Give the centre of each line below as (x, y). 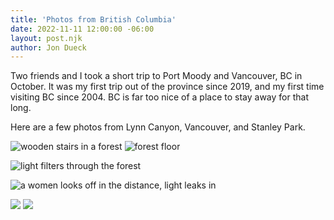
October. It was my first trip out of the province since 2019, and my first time (167, 87)
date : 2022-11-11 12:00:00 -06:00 (82, 29)
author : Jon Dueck (48, 47)
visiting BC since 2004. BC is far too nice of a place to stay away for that (159, 97)
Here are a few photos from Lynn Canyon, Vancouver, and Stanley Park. (158, 127)
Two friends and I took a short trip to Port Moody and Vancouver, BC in (156, 76)
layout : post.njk (46, 38)
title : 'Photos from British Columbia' (93, 19)
